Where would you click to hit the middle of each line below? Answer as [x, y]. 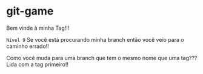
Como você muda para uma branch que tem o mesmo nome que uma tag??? [102, 58]
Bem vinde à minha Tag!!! [38, 28]
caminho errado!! [28, 46]
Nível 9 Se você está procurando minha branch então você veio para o [95, 39]
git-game [30, 11]
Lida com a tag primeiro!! [37, 64]
